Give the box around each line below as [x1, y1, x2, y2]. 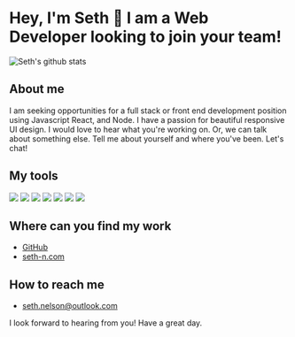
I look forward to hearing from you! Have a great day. [9, 318, 203, 328]
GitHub [21, 242, 49, 253]
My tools [9, 168, 59, 184]
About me [9, 81, 65, 96]
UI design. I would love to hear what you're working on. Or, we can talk [9, 124, 268, 134]
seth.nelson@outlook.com [21, 301, 118, 311]
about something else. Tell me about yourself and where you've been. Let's [9, 133, 284, 144]
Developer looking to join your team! [9, 27, 282, 47]
